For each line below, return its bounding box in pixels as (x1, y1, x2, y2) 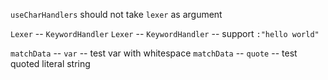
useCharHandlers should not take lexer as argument (10, 9, 223, 20)
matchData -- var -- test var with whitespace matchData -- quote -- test (10, 47, 298, 59)
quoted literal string (10, 58, 91, 69)
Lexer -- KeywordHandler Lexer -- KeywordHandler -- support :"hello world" (10, 28, 320, 39)
